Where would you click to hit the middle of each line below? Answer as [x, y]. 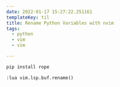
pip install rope [28, 67]
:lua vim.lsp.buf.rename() [40, 78]
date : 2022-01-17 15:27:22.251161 [49, 12]
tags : [13, 28]
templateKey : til [28, 17]
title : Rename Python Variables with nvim [60, 23]
